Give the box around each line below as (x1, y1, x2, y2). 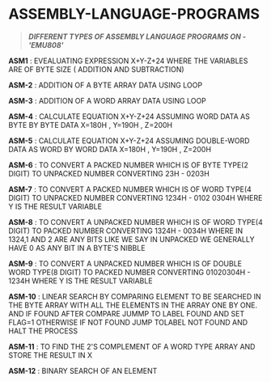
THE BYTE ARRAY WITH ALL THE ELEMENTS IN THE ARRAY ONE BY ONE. (8, 300, 258, 310)
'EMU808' (28, 40, 64, 49)
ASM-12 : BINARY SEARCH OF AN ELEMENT (8, 366, 158, 376)
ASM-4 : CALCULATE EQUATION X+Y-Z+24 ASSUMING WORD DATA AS (8, 111, 251, 121)
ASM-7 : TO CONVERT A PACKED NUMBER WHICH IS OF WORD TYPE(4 (8, 184, 252, 194)
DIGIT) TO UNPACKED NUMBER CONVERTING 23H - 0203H (8, 168, 210, 178)
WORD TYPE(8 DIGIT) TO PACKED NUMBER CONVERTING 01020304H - (8, 267, 251, 277)
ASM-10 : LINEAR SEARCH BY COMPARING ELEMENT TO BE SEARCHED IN (8, 291, 261, 301)
